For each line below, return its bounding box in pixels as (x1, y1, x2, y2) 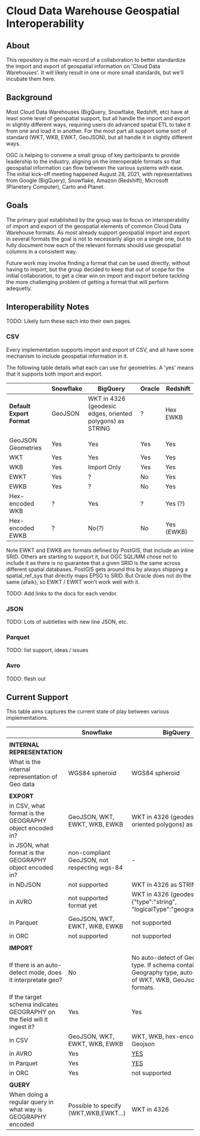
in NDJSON (9, 881, 41, 889)
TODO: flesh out (6, 675, 46, 682)
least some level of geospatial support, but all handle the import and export (6, 114, 190, 121)
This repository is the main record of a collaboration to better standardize (6, 57, 186, 63)
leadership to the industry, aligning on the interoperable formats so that (6, 158, 181, 165)
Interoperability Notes (6, 302, 89, 312)
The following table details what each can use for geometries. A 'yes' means (6, 364, 194, 371)
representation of (9, 773, 58, 781)
